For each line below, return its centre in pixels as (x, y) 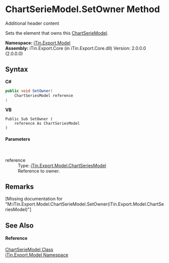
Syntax (17, 69)
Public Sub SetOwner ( (29, 119)
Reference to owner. (39, 171)
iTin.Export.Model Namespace (37, 255)
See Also (19, 225)
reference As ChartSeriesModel (47, 124)
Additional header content (32, 23)
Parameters (18, 139)
